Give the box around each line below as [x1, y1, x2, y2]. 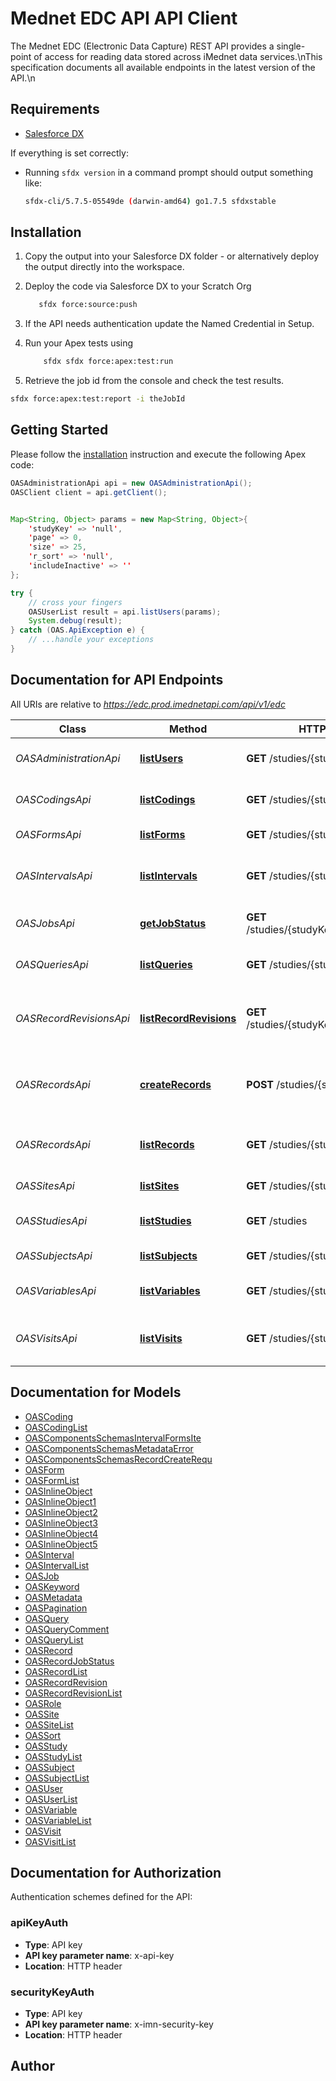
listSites [139, 1178, 180, 1192]
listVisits [139, 1331, 183, 1345]
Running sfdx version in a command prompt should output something [24, 166, 314, 178]
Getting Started [10, 422, 109, 439]
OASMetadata [24, 1591, 83, 1603]
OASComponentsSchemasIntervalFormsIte [24, 1432, 202, 1444]
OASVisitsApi [15, 1331, 78, 1345]
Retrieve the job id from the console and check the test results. [24, 375, 285, 387]
